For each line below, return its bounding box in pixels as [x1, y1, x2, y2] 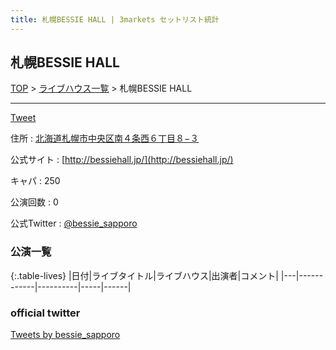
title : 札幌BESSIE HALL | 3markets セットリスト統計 [10, 14, 220, 25]
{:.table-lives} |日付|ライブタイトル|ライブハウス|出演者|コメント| [10, 269, 279, 281]
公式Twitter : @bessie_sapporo [10, 217, 138, 230]
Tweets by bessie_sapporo [10, 329, 121, 341]
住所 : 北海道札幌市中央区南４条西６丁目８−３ [10, 132, 200, 145]
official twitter [10, 306, 81, 320]
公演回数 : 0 [10, 196, 59, 208]
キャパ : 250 [10, 175, 61, 187]
